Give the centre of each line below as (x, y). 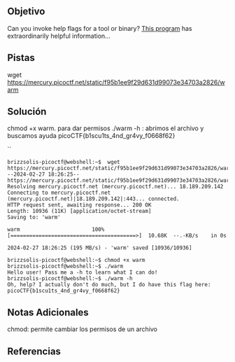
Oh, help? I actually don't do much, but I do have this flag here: (109, 285)
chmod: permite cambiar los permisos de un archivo (83, 329)
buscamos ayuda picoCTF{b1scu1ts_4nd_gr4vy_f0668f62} (91, 136)
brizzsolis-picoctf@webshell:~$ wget (64, 162)
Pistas (21, 58)
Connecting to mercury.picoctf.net (59, 193)
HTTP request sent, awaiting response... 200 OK (79, 205)
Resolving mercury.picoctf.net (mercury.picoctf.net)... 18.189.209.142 (115, 187)
